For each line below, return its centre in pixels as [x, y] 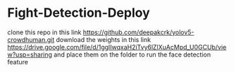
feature [18, 62]
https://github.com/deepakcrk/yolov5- [138, 32]
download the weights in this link [104, 39]
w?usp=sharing [30, 55]
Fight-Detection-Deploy [79, 13]
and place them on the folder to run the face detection [133, 55]
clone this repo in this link [44, 32]
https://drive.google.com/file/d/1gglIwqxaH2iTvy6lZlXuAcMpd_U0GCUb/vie [117, 47]
